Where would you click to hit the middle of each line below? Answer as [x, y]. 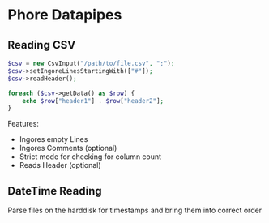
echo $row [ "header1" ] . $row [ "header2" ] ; [93, 101]
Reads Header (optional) [60, 165]
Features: [23, 124]
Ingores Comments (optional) [68, 148]
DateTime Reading [55, 191]
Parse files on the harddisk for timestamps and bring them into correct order [135, 210]
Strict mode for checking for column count [90, 157]
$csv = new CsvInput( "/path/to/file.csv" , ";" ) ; [91, 63]
